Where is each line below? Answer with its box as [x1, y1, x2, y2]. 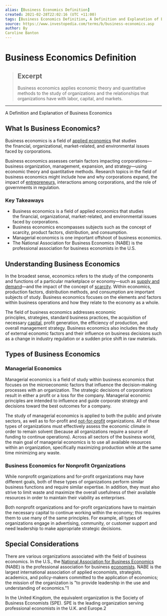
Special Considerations [5, 540, 79, 549]
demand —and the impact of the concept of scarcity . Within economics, [5, 283, 152, 289]
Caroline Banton [5, 30, 39, 35]
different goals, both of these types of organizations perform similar [5, 478, 144, 484]
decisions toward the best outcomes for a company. [5, 403, 112, 409]
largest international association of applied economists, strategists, [5, 569, 143, 575]
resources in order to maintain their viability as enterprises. [5, 494, 126, 500]
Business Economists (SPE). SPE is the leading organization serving [5, 600, 144, 606]
